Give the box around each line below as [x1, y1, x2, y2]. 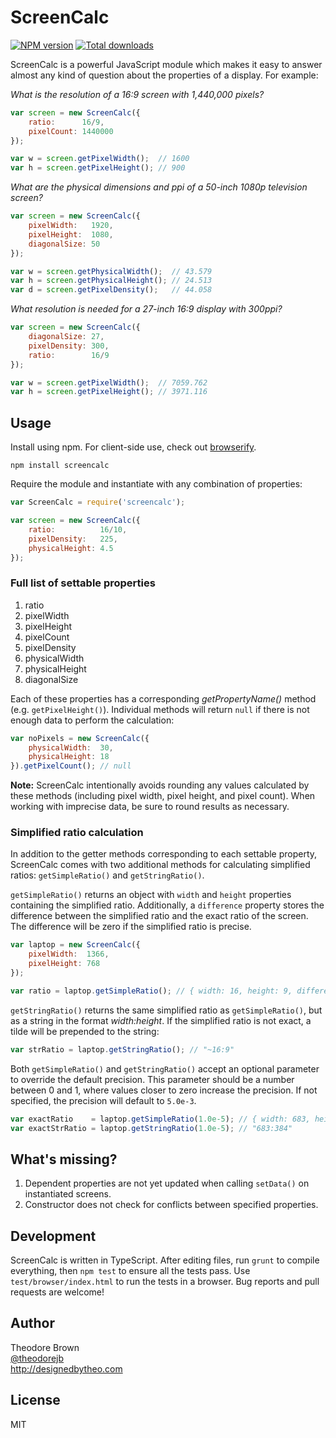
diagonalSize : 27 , [28, 332, 105, 342]
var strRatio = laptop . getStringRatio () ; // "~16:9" [10, 1044, 235, 1055]
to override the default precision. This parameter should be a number [10, 1073, 295, 1085]
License [10, 1392, 61, 1409]
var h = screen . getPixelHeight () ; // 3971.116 [10, 387, 208, 397]
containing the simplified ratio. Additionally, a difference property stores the [10, 899, 325, 911]
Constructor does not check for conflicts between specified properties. [24, 1199, 319, 1211]
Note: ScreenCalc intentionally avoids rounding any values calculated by [10, 779, 310, 791]
